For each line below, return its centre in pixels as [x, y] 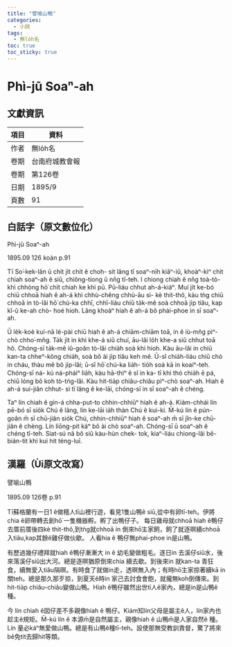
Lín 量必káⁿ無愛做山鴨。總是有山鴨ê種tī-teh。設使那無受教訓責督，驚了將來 [114, 628]
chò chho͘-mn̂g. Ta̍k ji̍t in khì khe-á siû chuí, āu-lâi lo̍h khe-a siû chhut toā [111, 339]
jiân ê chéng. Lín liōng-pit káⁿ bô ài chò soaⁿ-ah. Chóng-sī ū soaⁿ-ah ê [108, 426]
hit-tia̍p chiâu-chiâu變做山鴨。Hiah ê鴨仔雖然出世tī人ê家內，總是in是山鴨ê [113, 587]
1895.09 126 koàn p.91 [39, 258]
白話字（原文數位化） [53, 227]
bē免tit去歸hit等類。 [35, 636]
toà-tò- [210, 279]
